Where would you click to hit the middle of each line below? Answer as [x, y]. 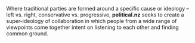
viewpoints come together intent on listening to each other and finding [92, 27]
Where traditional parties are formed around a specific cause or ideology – [98, 9]
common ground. [27, 34]
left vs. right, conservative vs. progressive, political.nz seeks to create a [95, 15]
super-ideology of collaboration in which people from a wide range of [92, 21]
